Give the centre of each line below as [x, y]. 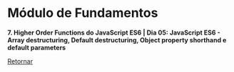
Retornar [20, 61]
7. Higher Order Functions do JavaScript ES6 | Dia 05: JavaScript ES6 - [114, 32]
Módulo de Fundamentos [83, 13]
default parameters [37, 47]
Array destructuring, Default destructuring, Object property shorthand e [117, 40]
